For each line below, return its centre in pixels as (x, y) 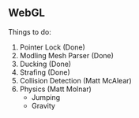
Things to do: (30, 31)
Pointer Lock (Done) (52, 47)
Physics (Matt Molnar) (56, 89)
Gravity (43, 105)
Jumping (46, 97)
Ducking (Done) (45, 64)
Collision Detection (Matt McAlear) (75, 80)
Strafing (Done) (45, 72)
